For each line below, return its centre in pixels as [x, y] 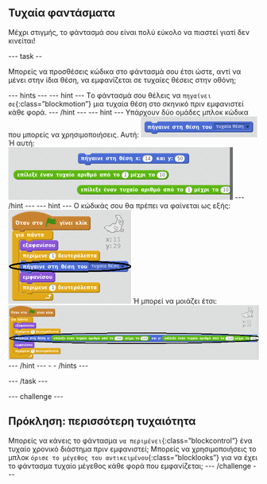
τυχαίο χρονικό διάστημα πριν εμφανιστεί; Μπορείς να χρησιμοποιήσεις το [132, 449]
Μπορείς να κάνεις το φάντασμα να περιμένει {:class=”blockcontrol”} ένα [130, 440]
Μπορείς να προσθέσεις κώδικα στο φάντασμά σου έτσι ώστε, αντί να [125, 72]
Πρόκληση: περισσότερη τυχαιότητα [102, 422]
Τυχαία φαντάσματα [62, 13]
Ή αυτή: [21, 143]
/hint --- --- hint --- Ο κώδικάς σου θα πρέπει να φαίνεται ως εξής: [120, 205]
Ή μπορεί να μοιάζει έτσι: [174, 300]
